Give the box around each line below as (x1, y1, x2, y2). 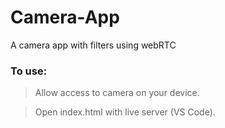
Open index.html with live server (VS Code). (34, 106, 216, 118)
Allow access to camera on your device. (34, 87, 200, 99)
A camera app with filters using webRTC (10, 39, 177, 51)
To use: (10, 64, 48, 78)
